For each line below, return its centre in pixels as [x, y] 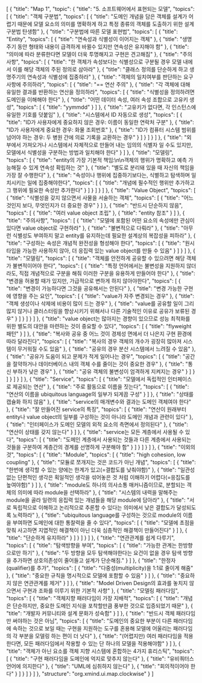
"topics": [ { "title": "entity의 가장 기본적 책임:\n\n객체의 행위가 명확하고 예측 [96, 160]
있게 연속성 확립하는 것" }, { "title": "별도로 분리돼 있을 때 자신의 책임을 [112, 167]
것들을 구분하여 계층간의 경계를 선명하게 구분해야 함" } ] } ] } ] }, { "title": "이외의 [101, 447]
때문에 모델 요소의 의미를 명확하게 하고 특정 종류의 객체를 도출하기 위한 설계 [106, 24]
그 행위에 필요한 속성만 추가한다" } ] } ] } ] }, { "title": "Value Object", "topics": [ [101, 190]
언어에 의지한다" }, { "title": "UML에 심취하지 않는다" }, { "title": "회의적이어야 [98, 666]
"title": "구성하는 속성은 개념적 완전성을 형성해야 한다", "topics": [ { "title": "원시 [100, 243]
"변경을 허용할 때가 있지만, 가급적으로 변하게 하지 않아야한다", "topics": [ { [93, 281]
